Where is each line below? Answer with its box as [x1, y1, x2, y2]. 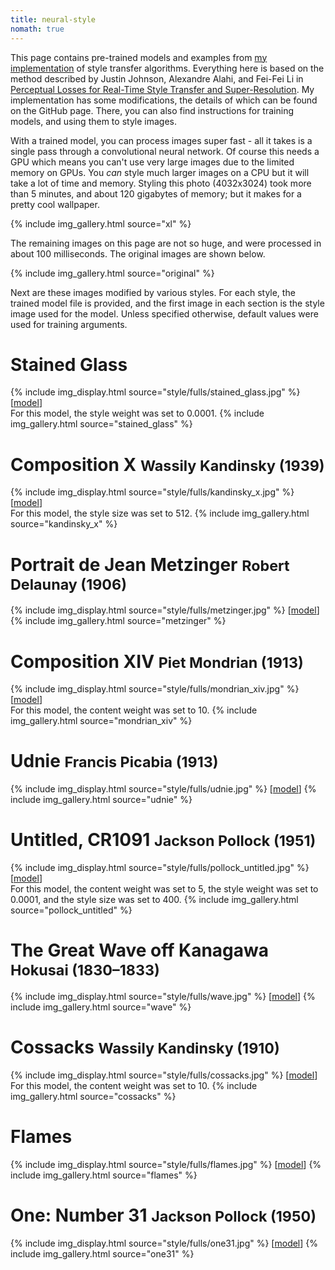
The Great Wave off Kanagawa [10, 939, 270, 962]
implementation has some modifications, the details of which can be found [10, 94, 318, 106]
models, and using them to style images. [10, 115, 177, 127]
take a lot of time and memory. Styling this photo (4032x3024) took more [10, 177, 312, 189]
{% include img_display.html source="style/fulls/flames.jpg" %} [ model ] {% [10, 1158, 322, 1170]
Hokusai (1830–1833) [10, 961, 160, 980]
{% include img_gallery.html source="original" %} [10, 267, 215, 279]
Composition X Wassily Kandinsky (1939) [10, 453, 325, 476]
